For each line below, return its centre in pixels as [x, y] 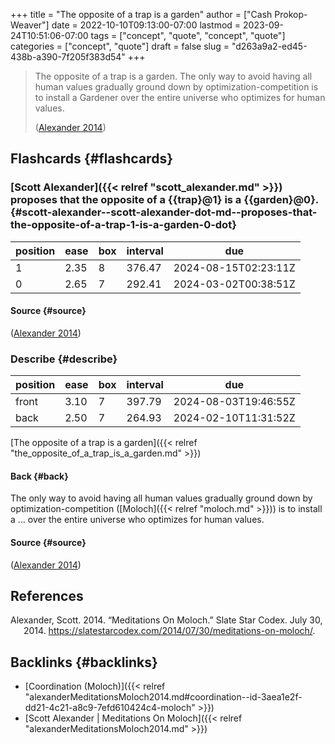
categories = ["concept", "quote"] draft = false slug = [120, 46]
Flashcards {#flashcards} [91, 159]
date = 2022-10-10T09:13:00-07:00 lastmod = [146, 25]
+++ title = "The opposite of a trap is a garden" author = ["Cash [141, 14]
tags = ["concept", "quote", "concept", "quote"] [188, 35]
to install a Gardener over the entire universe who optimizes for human [180, 97]
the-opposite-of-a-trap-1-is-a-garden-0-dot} [123, 225]
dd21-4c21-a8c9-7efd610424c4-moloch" [110, 708]
